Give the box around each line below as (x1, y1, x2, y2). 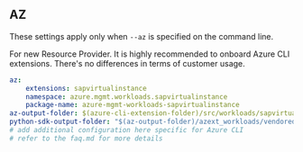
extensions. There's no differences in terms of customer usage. (9, 58, 245, 68)
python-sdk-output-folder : (9, 117, 111, 127)
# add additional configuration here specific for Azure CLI (9, 126, 244, 135)
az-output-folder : (9, 109, 78, 118)
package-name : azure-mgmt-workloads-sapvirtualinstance (25, 101, 241, 110)
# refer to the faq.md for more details (9, 134, 164, 143)
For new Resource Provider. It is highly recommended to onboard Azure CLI (9, 49, 290, 59)
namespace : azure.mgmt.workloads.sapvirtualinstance (25, 92, 228, 102)
